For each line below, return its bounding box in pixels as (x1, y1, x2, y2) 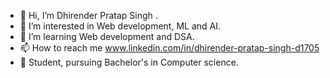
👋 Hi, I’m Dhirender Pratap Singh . (19, 10, 158, 21)
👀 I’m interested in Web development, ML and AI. (19, 20, 221, 32)
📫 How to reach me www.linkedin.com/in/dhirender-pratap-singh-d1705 (19, 42, 320, 54)
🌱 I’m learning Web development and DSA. (19, 31, 195, 42)
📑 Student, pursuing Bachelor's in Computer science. (19, 56, 239, 68)
